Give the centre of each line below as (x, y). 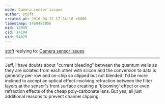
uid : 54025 (16, 37)
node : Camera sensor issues (34, 10)
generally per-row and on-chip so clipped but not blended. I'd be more (77, 75)
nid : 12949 (16, 28)
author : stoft (20, 14)
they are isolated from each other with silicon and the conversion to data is (81, 70)
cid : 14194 (16, 32)
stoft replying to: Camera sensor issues (45, 51)
